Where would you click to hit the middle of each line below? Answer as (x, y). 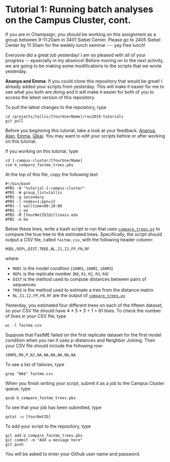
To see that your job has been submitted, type (53, 407)
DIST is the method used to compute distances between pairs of (79, 279)
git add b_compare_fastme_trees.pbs (44, 436)
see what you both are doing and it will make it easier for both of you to (80, 92)
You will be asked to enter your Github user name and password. (73, 454)
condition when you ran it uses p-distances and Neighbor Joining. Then (80, 340)
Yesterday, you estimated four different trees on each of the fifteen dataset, (84, 305)
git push (14, 444)
